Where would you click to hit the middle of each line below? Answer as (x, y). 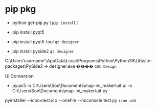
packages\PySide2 (24, 66)
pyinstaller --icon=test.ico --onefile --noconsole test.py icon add (70, 100)
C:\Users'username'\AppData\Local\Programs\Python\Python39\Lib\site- (79, 60)
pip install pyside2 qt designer (43, 51)
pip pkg (21, 9)
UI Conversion (20, 76)
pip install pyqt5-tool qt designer (45, 41)
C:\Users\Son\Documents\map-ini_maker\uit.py (60, 91)
